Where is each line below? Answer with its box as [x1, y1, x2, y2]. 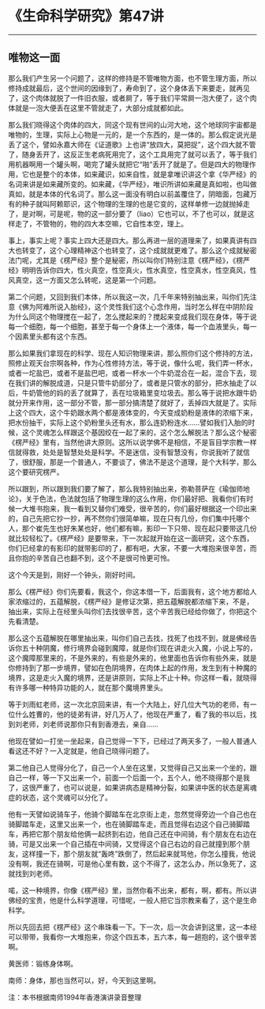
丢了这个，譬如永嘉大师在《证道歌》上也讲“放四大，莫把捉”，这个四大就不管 [8, 139, 256, 149]
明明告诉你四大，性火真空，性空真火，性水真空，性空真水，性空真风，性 [21, 265, 257, 275]
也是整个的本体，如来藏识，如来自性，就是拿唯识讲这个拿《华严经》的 [28, 169, 257, 179]
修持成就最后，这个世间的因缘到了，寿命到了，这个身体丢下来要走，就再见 [8, 83, 250, 93]
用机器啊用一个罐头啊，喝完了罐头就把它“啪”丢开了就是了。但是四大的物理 [8, 159, 250, 169]
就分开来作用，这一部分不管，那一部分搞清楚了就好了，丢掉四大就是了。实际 [8, 397, 257, 408]
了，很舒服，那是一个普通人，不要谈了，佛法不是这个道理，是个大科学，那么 [8, 457, 257, 467]
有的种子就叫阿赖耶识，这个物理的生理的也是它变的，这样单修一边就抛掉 [8, 199, 243, 208]
